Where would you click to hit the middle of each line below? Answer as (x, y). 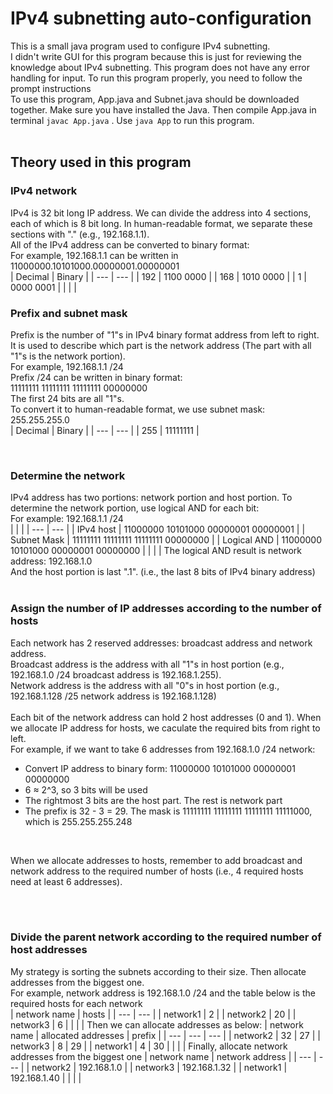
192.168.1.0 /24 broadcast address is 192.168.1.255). (116, 674)
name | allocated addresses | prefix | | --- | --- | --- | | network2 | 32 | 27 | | (165, 1035)
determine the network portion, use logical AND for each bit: (135, 508)
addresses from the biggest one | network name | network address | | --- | (163, 1056)
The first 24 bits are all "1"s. (67, 398)
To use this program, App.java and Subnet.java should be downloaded (155, 99)
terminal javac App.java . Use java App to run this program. (132, 120)
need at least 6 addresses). (66, 881)
